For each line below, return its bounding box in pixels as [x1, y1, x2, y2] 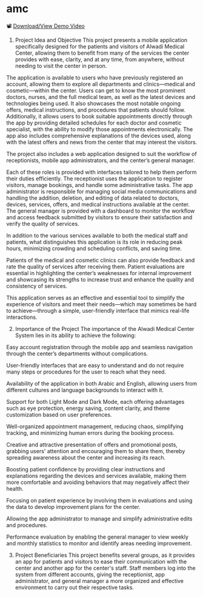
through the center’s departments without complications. [6, 350, 148, 357]
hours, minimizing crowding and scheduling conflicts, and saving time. [6, 245, 182, 252]
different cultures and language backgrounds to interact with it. [6, 386, 164, 394]
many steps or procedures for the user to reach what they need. [6, 368, 167, 375]
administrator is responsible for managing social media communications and [6, 188, 197, 195]
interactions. [6, 313, 38, 321]
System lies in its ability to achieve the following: [15, 332, 136, 339]
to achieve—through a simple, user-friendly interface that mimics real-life [6, 307, 190, 314]
